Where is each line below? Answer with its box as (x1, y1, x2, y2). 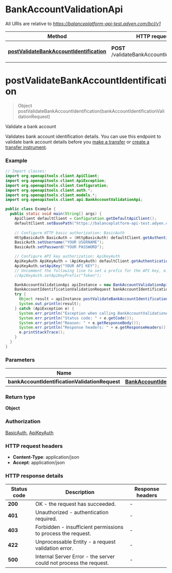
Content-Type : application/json (12, 454, 79, 460)
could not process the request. (35, 560, 109, 567)
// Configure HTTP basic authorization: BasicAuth (14, 230, 125, 235)
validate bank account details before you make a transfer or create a (5, 138, 149, 145)
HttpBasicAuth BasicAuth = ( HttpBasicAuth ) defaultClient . (14, 235, 143, 240)
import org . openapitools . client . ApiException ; (5, 178, 106, 183)
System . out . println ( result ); (18, 301, 81, 306)
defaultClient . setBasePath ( (14, 220, 74, 226)
